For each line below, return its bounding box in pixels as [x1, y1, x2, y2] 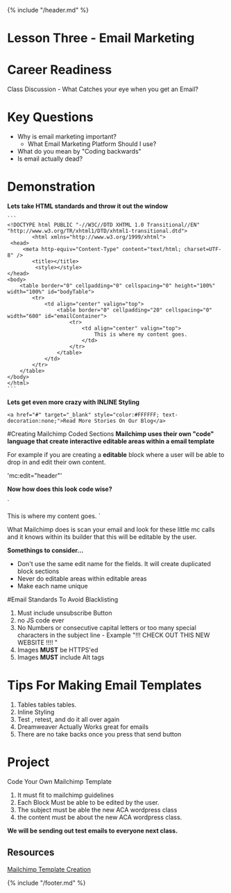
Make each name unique [17, 582, 88, 590]
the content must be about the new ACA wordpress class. [17, 813, 182, 821]
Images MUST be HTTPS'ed [17, 646, 99, 654]
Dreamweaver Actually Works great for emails [17, 723, 149, 731]
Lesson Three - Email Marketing [7, 31, 195, 46]
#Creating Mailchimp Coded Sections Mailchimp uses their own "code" [7, 430, 214, 437]
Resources [7, 846, 55, 858]
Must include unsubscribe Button [17, 609, 112, 617]
